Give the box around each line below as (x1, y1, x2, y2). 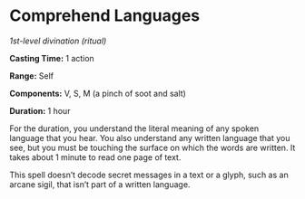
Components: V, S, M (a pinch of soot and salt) (9, 88, 186, 99)
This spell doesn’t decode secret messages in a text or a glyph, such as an (9, 169, 289, 180)
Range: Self (9, 70, 54, 81)
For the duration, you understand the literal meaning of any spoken (9, 123, 260, 134)
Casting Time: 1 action (9, 52, 95, 63)
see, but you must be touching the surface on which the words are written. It (9, 142, 296, 153)
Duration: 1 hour (9, 105, 71, 116)
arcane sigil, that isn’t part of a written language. (9, 178, 191, 190)
